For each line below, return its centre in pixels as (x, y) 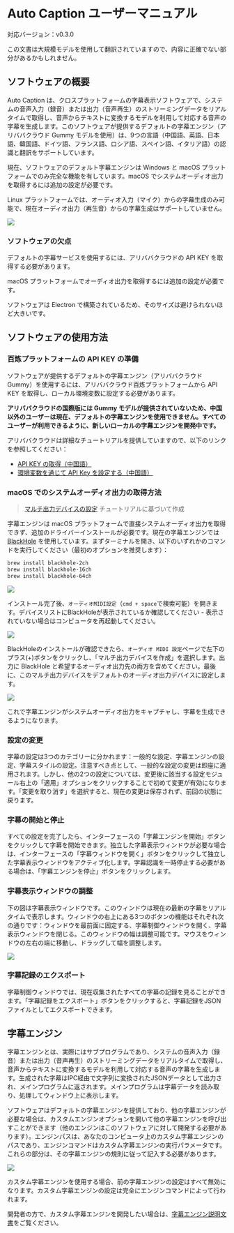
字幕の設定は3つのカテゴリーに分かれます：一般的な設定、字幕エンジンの (113, 756)
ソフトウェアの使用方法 (57, 337)
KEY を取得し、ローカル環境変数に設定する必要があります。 (93, 393)
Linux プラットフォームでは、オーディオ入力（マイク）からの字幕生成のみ (113, 200)
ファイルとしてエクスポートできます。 (62, 1009)
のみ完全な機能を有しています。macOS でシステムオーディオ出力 (131, 176)
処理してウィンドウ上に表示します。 (71, 1095)
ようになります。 (37, 720)
